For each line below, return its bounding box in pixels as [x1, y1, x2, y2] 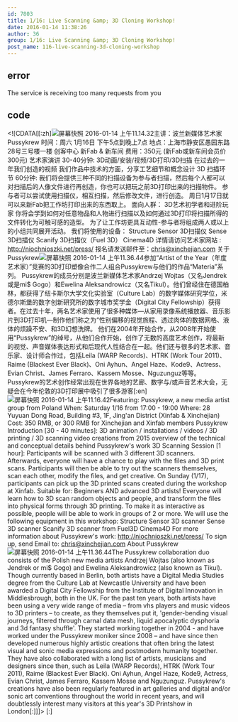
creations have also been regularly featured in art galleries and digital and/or [7, 684, 231, 693]
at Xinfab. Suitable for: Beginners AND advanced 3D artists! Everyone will [7, 486, 222, 495]
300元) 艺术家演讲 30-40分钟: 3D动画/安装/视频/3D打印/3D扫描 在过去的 [7, 156, 220, 164]
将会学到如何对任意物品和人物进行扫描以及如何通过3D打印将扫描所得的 [21, 209, 229, 217]
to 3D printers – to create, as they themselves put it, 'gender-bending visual [7, 608, 228, 617]
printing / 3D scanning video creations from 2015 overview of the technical [7, 433, 226, 442]
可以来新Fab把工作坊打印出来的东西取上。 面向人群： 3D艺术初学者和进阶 [7, 200, 222, 208]
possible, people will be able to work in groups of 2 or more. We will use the [7, 509, 229, 517]
